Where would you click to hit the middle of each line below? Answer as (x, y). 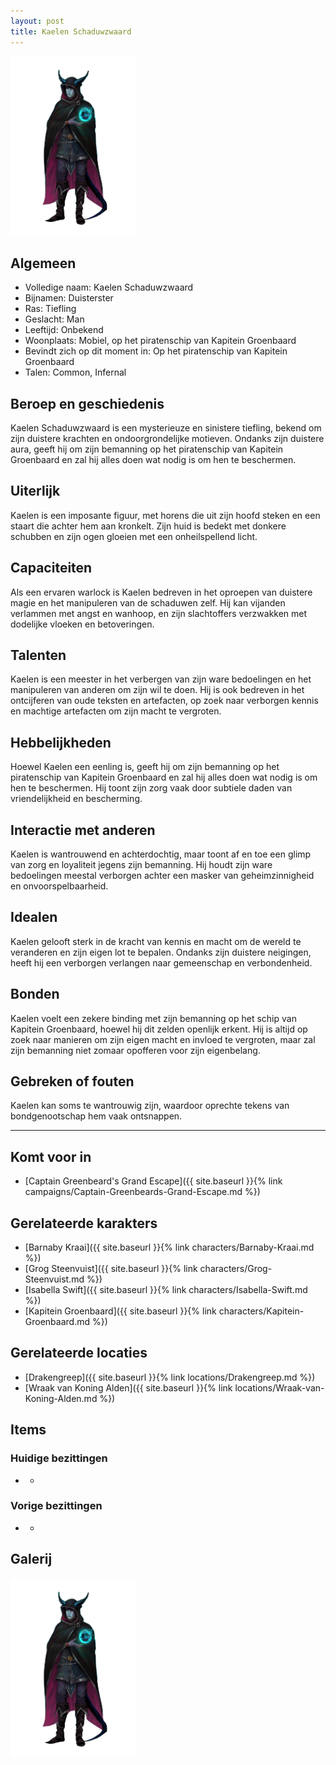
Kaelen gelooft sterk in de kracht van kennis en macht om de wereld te (156, 941)
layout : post (37, 21)
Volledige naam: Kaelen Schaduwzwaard (109, 287)
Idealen (34, 917)
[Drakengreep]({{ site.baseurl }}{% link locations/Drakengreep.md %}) (170, 1377)
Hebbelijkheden (61, 742)
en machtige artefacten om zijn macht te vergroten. (116, 711)
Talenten (38, 655)
